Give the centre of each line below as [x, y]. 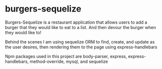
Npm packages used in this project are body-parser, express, [66, 56]
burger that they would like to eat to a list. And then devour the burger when [81, 27]
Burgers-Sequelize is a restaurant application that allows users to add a [76, 22]
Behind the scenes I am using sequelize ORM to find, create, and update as [80, 41]
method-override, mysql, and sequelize [69, 61]
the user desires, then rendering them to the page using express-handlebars [81, 47]
